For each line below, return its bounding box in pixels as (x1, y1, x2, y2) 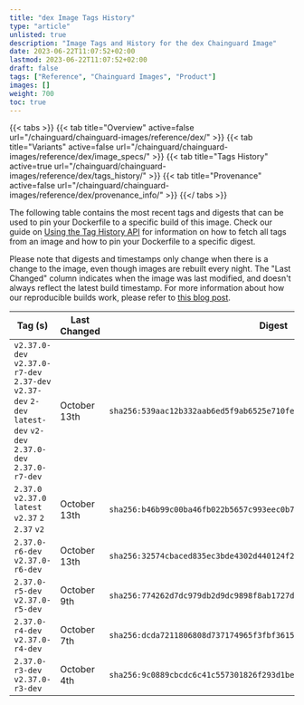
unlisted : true (9, 30, 67, 39)
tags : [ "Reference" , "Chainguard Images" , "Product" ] (9, 72, 217, 82)
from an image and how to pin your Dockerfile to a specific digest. (9, 237, 256, 247)
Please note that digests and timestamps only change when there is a (9, 254, 269, 265)
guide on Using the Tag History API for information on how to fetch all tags (9, 227, 287, 237)
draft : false (9, 64, 59, 73)
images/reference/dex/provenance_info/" (9, 189, 164, 200)
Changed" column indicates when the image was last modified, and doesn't (9, 273, 291, 284)
